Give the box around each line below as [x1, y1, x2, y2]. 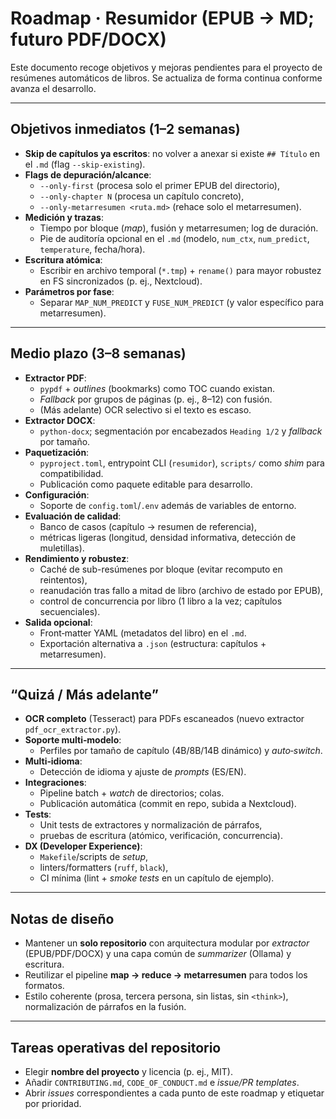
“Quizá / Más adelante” [10, 686, 159, 703]
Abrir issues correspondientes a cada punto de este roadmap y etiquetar [24, 1087, 325, 1099]
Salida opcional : [24, 616, 93, 628]
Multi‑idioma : [24, 755, 83, 767]
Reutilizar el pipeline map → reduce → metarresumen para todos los [24, 969, 308, 981]
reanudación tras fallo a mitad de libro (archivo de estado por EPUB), [39, 584, 324, 596]
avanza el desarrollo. [10, 82, 97, 94]
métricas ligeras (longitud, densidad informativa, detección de [39, 531, 297, 543]
